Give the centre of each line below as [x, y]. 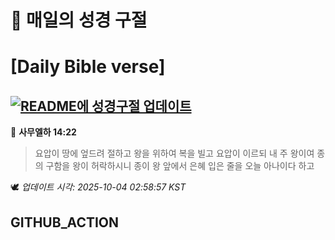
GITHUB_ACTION [65, 222]
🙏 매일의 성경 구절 [79, 20]
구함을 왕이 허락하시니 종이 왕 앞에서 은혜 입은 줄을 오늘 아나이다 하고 [180, 166]
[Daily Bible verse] [88, 67]
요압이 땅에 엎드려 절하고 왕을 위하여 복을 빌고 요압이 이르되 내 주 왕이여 [174, 153]
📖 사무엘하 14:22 [43, 132]
